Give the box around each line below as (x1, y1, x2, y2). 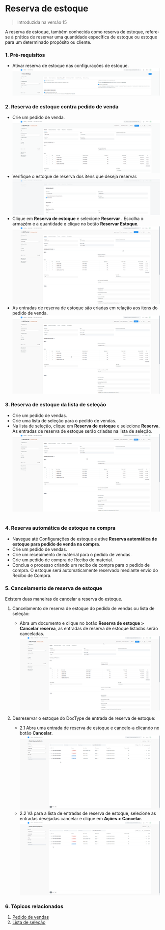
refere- (145, 29, 160, 34)
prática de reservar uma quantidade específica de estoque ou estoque (14, 34, 158, 40)
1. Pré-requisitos (5, 51, 45, 58)
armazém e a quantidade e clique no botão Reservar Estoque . (12, 221, 139, 226)
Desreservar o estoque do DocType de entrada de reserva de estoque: (12, 715, 156, 721)
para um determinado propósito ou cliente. (5, 39, 92, 45)
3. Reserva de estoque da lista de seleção (5, 401, 107, 408)
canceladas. (19, 631, 45, 637)
